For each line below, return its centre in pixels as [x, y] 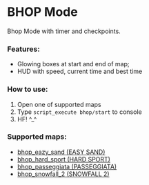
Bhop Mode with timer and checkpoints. [64, 31]
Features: [23, 49]
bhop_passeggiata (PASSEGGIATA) [67, 166]
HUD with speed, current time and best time [80, 71]
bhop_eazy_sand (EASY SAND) [61, 152]
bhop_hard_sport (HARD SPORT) [63, 159]
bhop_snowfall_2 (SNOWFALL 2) [63, 174]
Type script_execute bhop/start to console [80, 112]
